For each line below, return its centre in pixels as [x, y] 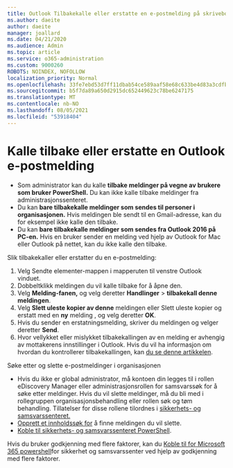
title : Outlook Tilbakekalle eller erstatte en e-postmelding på [103, 14]
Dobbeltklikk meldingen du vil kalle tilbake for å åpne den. [100, 286]
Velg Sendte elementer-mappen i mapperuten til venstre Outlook [110, 270]
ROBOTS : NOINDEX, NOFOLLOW [46, 71]
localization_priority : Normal [52, 78]
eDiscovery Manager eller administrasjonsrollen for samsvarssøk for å [117, 386]
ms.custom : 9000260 [35, 65]
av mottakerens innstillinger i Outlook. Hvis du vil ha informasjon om [114, 345]
